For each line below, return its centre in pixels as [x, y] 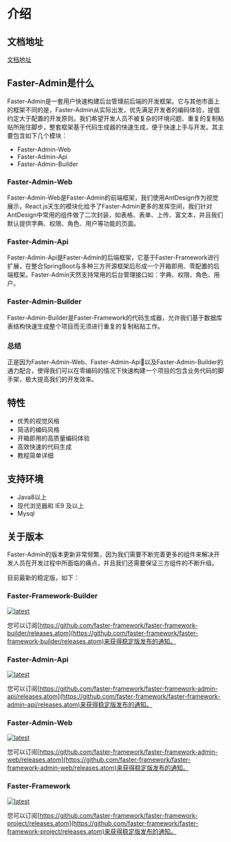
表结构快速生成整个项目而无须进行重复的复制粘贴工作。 [85, 326]
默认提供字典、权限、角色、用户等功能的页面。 [73, 224]
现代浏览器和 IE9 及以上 [51, 505]
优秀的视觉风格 [38, 421]
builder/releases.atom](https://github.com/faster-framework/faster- [103, 633]
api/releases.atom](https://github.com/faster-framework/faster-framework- [114, 697]
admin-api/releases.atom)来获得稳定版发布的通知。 [80, 705]
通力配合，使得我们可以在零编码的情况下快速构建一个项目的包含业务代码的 [112, 370]
